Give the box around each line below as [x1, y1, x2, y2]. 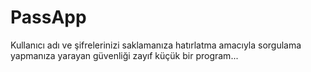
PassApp [10, 6, 87, 29]
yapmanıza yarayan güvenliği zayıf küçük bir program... [10, 49, 239, 61]
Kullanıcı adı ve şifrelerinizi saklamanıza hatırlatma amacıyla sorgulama [10, 39, 302, 51]
